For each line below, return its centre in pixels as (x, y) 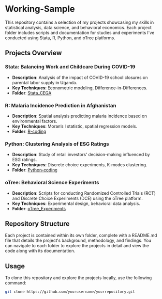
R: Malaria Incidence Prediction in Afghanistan (61, 105)
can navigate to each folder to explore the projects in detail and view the (77, 246)
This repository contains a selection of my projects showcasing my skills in (80, 22)
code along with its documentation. (40, 251)
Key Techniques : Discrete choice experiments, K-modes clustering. (80, 165)
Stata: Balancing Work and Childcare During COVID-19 (70, 67)
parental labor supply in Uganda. (44, 82)
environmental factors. (34, 121)
